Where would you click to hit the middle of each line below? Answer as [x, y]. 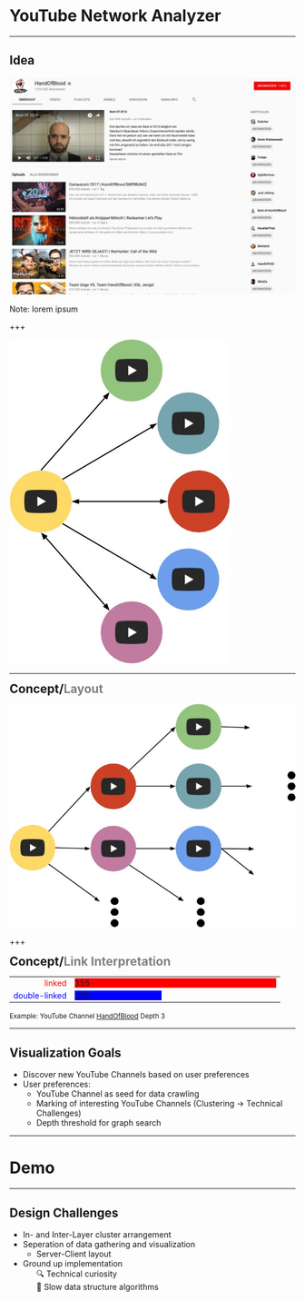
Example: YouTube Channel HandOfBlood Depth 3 [88, 1017]
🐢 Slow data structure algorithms [97, 1286]
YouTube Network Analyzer [115, 16]
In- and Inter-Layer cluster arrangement [97, 1234]
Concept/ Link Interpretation [90, 961]
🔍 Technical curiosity [77, 1274]
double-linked [40, 995]
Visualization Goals [65, 1053]
